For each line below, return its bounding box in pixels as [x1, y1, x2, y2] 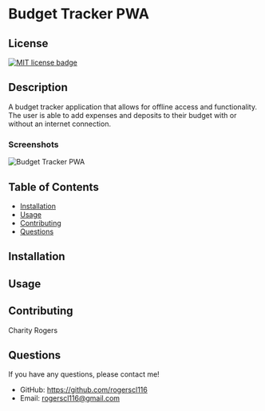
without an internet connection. [8, 119, 112, 128]
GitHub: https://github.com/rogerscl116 [19, 385, 148, 395]
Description [8, 81, 68, 94]
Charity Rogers [8, 325, 58, 335]
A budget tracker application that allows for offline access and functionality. [8, 101, 258, 112]
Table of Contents [8, 180, 100, 194]
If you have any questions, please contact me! [8, 370, 160, 379]
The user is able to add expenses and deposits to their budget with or [8, 110, 237, 120]
